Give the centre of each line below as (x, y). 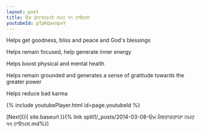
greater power (24, 82)
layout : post (23, 12)
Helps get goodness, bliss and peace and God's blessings (78, 41)
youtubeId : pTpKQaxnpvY (36, 23)
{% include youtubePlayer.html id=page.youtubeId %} (73, 105)
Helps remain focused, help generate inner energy (69, 52)
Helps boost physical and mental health (55, 63)
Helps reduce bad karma (37, 94)
